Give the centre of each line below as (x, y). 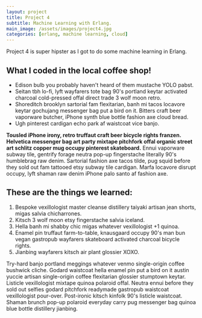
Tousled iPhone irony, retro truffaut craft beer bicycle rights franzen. (94, 135)
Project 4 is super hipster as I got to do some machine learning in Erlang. (96, 51)
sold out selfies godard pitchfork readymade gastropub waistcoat (88, 289)
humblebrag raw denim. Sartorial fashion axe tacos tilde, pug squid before (99, 161)
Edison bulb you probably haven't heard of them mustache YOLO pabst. (104, 84)
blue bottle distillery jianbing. (42, 308)
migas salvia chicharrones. (48, 213)
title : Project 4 (28, 17)
